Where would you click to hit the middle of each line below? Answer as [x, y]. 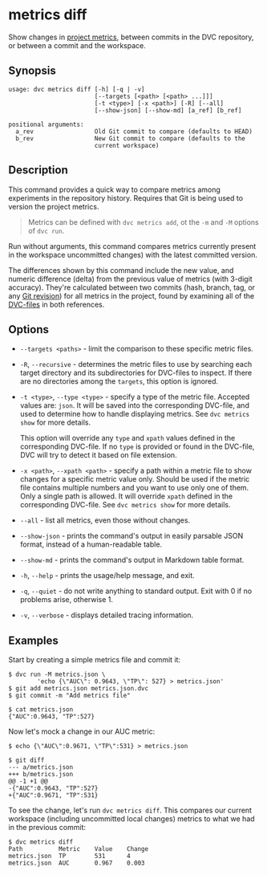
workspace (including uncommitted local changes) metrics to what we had [131, 819]
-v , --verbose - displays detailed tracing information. [107, 615]
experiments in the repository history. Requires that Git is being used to [125, 197]
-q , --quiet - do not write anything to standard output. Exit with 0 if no [136, 591]
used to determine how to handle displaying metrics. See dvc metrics [135, 414]
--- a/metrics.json [41, 767]
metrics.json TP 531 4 [69, 857]
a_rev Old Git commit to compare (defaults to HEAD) [134, 131]
